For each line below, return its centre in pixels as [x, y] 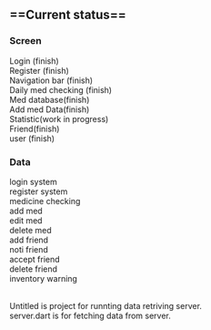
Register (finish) [40, 70]
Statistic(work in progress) [59, 119]
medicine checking [45, 201]
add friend [29, 240]
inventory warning [43, 278]
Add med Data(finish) [50, 109]
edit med [26, 220]
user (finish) [32, 138]
